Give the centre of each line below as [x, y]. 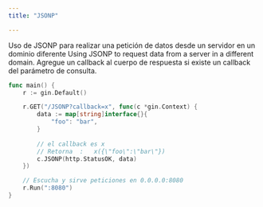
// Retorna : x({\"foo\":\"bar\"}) [101, 151]
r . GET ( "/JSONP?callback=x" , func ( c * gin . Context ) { [110, 107]
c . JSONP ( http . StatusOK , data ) [87, 159]
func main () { [32, 85]
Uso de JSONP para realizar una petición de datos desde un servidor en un [132, 45]
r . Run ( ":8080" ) [48, 188]
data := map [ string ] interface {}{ [92, 115]
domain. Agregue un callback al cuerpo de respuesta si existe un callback [130, 62]
